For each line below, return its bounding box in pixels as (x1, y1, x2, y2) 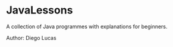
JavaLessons (6, 4, 73, 17)
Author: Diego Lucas (6, 34, 56, 41)
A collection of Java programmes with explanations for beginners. (6, 23, 168, 30)
